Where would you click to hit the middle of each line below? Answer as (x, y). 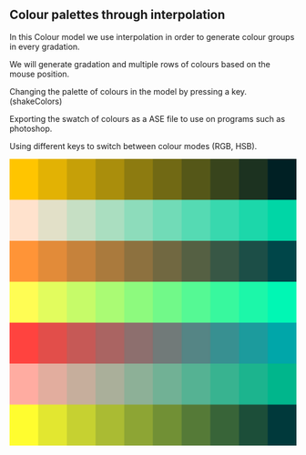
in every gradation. (45, 46)
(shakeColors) (36, 101)
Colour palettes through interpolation (117, 15)
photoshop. (31, 128)
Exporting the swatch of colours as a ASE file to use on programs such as (147, 118)
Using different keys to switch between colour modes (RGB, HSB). (133, 146)
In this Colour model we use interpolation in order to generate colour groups (152, 36)
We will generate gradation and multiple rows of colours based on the (140, 64)
